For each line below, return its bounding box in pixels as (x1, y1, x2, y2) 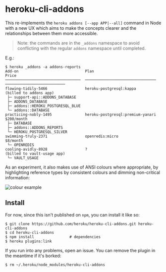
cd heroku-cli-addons (9, 230, 55, 235)
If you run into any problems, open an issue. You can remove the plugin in (5, 247, 156, 253)
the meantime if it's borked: (5, 253, 61, 259)
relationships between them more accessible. (5, 30, 98, 36)
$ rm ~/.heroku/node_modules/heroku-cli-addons (5, 262, 106, 267)
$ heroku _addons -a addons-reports (5, 64, 81, 69)
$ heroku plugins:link (5, 239, 52, 244)
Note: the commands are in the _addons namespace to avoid (17, 40, 140, 46)
